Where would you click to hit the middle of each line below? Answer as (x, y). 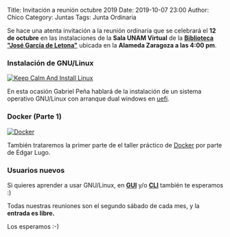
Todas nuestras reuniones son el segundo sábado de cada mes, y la (104, 205)
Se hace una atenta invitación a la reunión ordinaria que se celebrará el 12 (112, 31)
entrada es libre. (31, 213)
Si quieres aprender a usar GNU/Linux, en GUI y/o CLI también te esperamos (115, 185)
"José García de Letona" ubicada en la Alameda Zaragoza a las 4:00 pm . (112, 45)
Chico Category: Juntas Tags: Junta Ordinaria (72, 17)
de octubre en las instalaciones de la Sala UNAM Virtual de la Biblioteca (111, 38)
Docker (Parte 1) (34, 116)
